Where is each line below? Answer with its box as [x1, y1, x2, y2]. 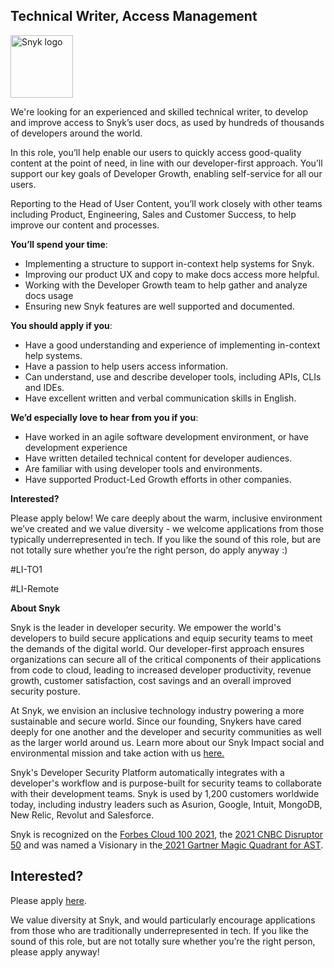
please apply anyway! [10, 945, 100, 958]
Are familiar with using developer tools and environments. [24, 462, 263, 474]
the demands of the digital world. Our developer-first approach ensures [10, 642, 305, 654]
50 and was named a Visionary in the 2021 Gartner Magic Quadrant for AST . [10, 839, 324, 851]
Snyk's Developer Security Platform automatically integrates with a [10, 766, 285, 778]
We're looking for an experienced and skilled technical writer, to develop [10, 105, 308, 118]
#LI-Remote [10, 582, 60, 594]
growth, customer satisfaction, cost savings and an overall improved [10, 674, 292, 686]
